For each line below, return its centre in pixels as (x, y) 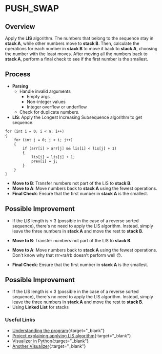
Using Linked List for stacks (40, 307)
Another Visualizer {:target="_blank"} (49, 346)
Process (18, 74)
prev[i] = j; (44, 161)
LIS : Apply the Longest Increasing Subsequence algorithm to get (77, 117)
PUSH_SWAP (32, 9)
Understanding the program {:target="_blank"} (58, 331)
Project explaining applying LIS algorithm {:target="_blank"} (71, 335)
